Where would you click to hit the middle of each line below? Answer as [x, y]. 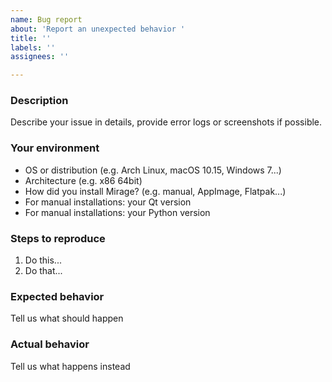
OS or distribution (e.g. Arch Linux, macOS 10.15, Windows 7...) [153, 170]
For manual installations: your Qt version [108, 202]
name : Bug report [46, 19]
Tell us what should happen [67, 318]
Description [39, 101]
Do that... [43, 271]
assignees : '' [40, 57]
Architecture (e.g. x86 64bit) [83, 180]
